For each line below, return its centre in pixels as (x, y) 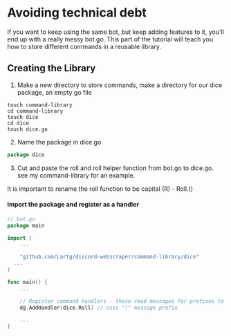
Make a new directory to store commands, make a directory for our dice (120, 85)
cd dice (18, 123)
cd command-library (35, 111)
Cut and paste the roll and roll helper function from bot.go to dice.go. (115, 168)
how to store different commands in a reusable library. (84, 46)
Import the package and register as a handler (73, 205)
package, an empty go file (54, 92)
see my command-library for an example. (76, 175)
